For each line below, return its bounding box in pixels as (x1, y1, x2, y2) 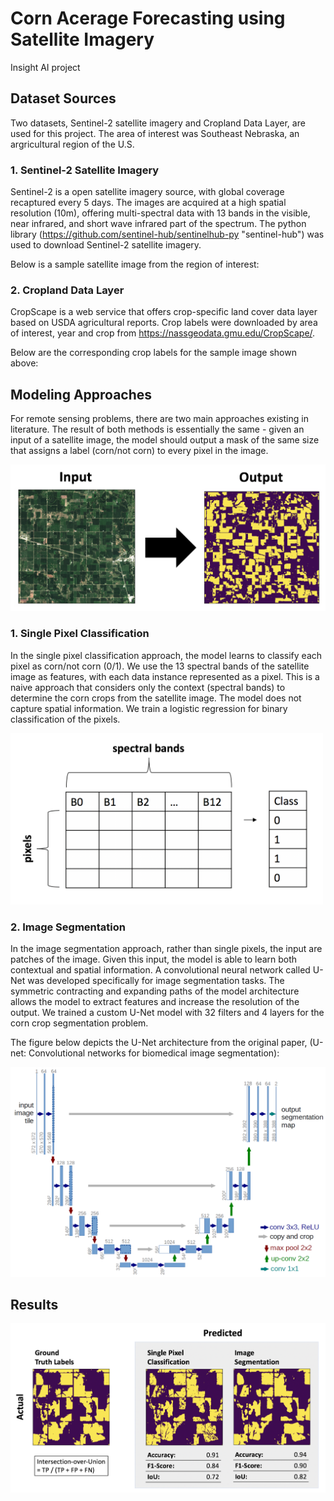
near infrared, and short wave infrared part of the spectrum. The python (10, 218, 307, 230)
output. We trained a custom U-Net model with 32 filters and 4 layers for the (10, 1007, 325, 1019)
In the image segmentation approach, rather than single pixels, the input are (10, 943, 323, 955)
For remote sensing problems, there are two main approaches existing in (10, 413, 309, 425)
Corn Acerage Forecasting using (10, 7, 286, 30)
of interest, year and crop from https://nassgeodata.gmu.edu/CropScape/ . (10, 327, 316, 339)
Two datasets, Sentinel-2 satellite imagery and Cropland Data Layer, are (10, 117, 306, 129)
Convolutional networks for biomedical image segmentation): (28, 1047, 280, 1059)
